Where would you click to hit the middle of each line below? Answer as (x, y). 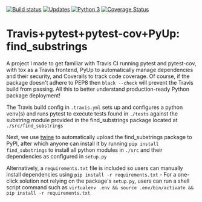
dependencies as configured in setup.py (57, 156)
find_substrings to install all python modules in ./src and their (84, 150)
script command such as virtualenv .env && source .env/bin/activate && (100, 187)
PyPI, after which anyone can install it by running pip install (83, 143)
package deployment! (33, 95)
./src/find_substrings (35, 126)
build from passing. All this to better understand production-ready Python (98, 89)
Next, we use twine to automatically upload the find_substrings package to (99, 137)
